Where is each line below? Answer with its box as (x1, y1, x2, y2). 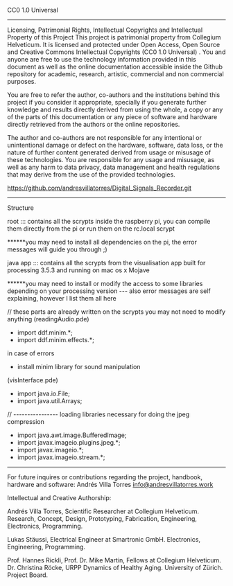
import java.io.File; (17, 389, 71, 398)
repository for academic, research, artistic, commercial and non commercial (7, 70, 224, 78)
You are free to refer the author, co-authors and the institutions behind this (7, 91, 221, 99)
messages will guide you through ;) (7, 245, 107, 254)
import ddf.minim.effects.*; (17, 336, 95, 344)
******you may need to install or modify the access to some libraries (7, 280, 203, 287)
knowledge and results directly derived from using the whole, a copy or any (7, 105, 223, 114)
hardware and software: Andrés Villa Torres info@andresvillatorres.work (7, 481, 214, 488)
